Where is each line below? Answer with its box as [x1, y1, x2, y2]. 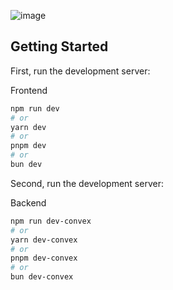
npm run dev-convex [10, 216, 92, 226]
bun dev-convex [10, 272, 74, 282]
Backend [10, 196, 47, 209]
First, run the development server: [10, 65, 151, 77]
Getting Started [10, 38, 109, 55]
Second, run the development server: [10, 177, 164, 189]
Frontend [10, 84, 48, 96]
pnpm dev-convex [10, 253, 78, 264]
